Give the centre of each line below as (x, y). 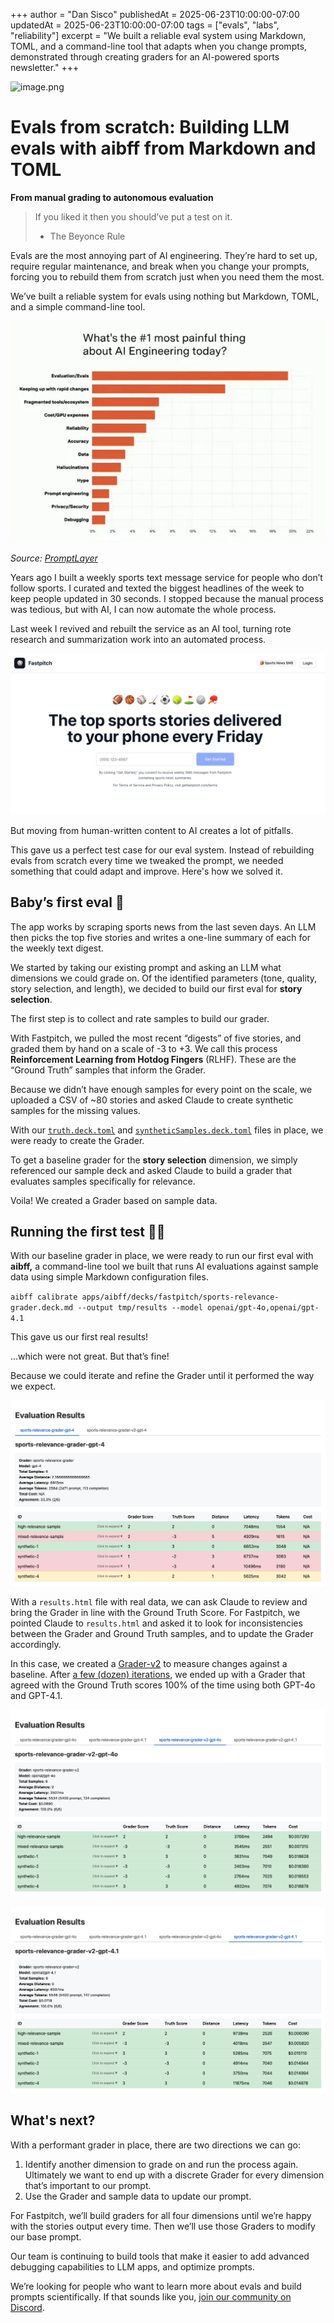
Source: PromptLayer (54, 558)
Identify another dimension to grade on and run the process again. (161, 2164)
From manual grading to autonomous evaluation (112, 197)
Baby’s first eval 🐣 (67, 902)
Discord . (27, 2307)
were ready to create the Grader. (77, 1140)
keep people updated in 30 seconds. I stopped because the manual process (167, 598)
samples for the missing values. (75, 1110)
